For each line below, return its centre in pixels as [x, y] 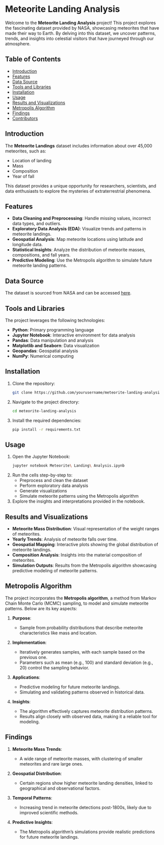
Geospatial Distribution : [37, 773]
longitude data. [27, 245]
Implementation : [29, 642]
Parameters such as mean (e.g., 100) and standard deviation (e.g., [86, 662]
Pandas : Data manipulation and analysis [53, 340]
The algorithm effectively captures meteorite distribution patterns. [86, 711]
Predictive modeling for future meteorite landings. [70, 687]
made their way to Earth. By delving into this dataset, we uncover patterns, [81, 33]
